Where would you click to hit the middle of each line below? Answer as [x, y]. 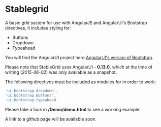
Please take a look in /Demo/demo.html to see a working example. [73, 109]
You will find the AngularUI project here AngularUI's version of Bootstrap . [79, 57]
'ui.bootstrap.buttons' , [31, 95]
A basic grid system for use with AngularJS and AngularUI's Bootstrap [76, 23]
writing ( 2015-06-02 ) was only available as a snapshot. [61, 72]
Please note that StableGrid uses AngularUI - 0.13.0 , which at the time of [79, 67]
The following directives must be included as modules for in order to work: [80, 82]
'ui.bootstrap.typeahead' [32, 100]
